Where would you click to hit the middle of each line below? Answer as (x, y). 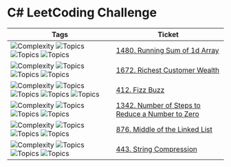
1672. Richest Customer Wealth (168, 70)
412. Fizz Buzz (140, 89)
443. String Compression (156, 149)
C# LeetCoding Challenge (82, 13)
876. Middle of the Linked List (164, 129)
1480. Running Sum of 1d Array (167, 50)
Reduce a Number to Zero (157, 113)
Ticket (168, 34)
